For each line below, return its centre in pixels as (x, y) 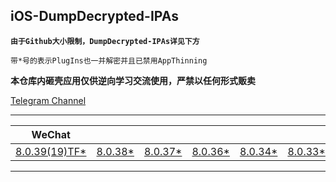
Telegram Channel (48, 100)
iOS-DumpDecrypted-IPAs (94, 16)
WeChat (51, 134)
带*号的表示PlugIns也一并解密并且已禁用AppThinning (109, 60)
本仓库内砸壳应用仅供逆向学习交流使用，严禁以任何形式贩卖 (133, 80)
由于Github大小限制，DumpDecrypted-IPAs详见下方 (105, 41)
